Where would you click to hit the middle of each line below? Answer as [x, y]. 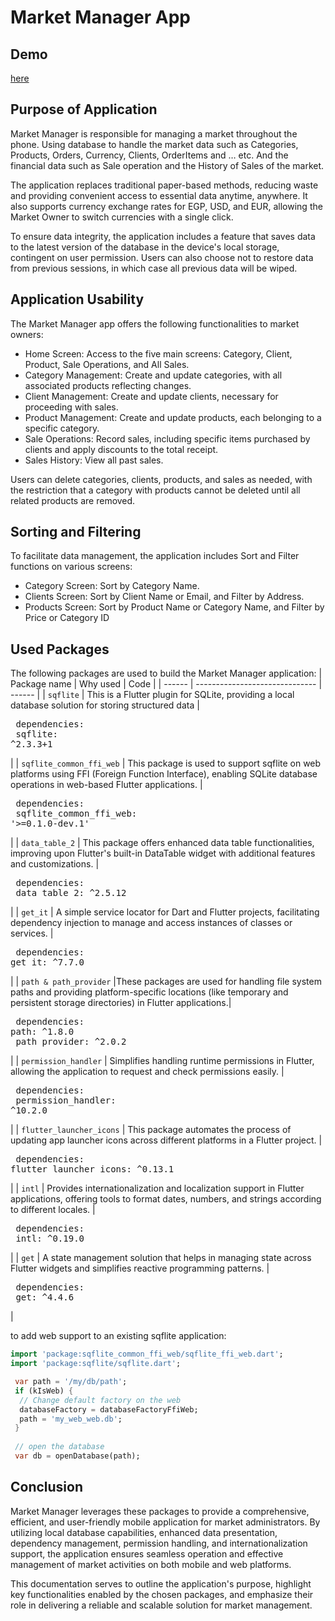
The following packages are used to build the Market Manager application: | [166, 673]
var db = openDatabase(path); [77, 1456]
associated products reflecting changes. [108, 385]
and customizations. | [55, 864]
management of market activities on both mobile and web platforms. [151, 1564]
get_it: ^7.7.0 [47, 962]
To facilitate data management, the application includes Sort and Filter [155, 556]
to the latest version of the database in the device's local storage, [145, 247]
